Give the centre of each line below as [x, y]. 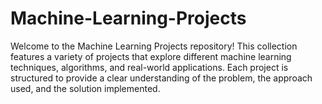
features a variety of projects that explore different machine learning [151, 56]
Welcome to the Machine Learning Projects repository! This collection [154, 46]
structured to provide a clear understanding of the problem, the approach [161, 78]
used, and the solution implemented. [85, 88]
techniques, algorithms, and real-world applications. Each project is [149, 67]
